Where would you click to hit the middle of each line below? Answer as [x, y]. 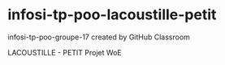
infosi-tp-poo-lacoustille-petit [112, 15]
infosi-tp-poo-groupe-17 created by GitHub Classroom [99, 37]
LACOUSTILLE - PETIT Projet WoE [65, 52]
